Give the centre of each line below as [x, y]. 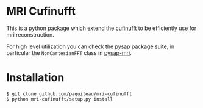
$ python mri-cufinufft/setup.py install [60, 99]
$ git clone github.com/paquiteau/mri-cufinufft [69, 94]
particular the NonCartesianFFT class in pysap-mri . [69, 52]
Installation [35, 78]
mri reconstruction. [30, 34]
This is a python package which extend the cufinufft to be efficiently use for [101, 28]
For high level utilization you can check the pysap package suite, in [91, 46]
